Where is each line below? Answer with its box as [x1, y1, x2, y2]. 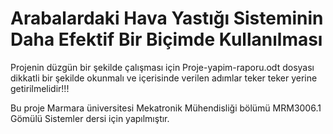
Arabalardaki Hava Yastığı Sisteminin [10, 7, 324, 30]
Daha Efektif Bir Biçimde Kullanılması [10, 28, 323, 51]
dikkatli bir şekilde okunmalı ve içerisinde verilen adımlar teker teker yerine [10, 72, 318, 84]
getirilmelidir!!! [10, 82, 70, 94]
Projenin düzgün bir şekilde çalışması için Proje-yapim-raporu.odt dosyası [10, 61, 315, 73]
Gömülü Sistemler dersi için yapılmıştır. [10, 112, 170, 124]
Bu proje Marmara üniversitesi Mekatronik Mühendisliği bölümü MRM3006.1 [10, 102, 322, 114]
